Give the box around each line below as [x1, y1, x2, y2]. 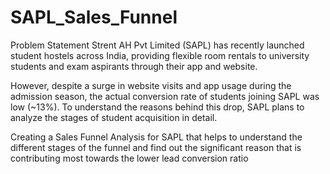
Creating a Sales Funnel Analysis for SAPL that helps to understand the [10, 131, 303, 143]
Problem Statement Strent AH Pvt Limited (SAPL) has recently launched [10, 39, 305, 51]
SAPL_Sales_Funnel [10, 6, 178, 29]
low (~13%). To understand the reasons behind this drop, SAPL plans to [10, 101, 305, 113]
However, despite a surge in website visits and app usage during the [10, 79, 292, 91]
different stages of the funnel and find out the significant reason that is [10, 141, 302, 153]
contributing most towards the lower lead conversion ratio [10, 152, 249, 164]
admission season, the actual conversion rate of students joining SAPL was [10, 90, 320, 102]
